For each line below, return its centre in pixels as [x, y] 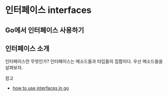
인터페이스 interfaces [48, 10]
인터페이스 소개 [27, 48]
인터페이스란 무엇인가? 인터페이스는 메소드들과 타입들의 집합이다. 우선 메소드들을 [84, 61]
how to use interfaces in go [41, 88]
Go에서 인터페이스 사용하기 [45, 30]
